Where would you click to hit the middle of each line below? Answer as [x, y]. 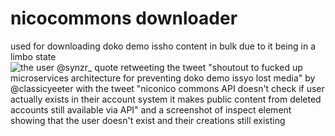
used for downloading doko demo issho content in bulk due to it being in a [163, 46]
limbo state [33, 56]
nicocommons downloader [124, 18]
